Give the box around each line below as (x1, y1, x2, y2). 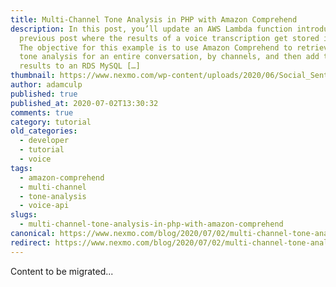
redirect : (10, 237, 52, 248)
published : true (10, 89, 78, 99)
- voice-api (19, 201, 70, 211)
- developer (19, 136, 70, 146)
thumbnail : (10, 71, 56, 81)
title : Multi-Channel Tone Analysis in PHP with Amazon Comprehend (10, 14, 298, 25)
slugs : (10, 210, 38, 220)
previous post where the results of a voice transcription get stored (19, 33, 320, 43)
